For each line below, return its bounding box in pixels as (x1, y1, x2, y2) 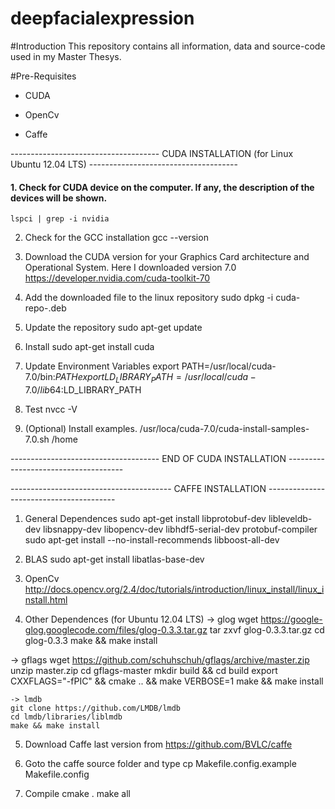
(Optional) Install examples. (24, 422, 138, 434)
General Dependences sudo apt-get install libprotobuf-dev (24, 512, 267, 524)
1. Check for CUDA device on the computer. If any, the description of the (10, 181, 315, 193)
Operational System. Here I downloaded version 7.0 (24, 262, 237, 274)
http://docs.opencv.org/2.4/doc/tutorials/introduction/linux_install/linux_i (24, 583, 325, 595)
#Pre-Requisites (10, 70, 77, 82)
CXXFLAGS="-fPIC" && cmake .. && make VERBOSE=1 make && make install (10, 675, 324, 687)
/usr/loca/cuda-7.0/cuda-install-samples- (139, 422, 310, 434)
